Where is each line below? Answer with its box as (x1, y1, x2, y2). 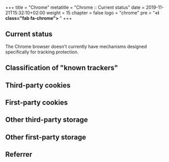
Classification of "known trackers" (5, 64, 118, 72)
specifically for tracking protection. (5, 48, 79, 55)
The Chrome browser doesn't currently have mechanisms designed (5, 43, 147, 49)
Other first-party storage (5, 132, 87, 142)
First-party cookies (5, 98, 68, 106)
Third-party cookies (5, 81, 71, 90)
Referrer (5, 150, 33, 159)
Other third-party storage (5, 116, 88, 124)
